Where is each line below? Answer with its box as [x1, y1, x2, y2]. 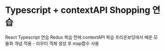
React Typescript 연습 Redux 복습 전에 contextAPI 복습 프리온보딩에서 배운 [5, 34, 153, 40]
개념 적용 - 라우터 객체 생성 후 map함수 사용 [14, 40, 99, 46]
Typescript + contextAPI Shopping [5, 4, 151, 16]
